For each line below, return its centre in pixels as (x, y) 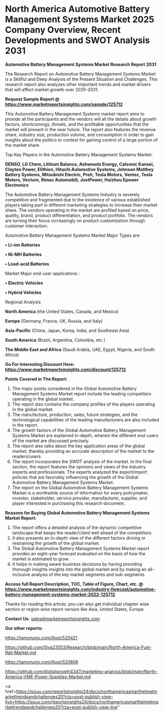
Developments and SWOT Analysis (78, 41)
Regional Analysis (23, 302)
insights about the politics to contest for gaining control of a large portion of (82, 140)
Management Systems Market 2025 (80, 19)
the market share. (23, 145)
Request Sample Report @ (32, 99)
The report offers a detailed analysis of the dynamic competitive (77, 527)
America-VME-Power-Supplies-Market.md (48, 677)
